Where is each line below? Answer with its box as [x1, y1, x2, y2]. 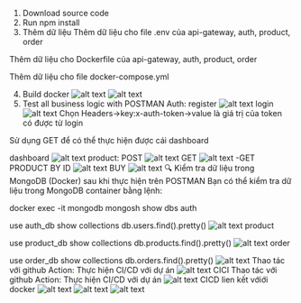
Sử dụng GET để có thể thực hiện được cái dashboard [9, 135, 209, 145]
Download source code [22, 8, 110, 18]
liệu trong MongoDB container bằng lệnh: [9, 185, 163, 196]
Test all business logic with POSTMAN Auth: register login [22, 98, 274, 109]
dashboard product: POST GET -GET [9, 152, 255, 163]
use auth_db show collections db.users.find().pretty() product [9, 220, 275, 231]
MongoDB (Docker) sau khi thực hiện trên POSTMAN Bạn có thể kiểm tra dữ [9, 176, 292, 186]
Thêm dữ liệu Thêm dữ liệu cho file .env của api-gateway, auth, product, [22, 27, 291, 37]
